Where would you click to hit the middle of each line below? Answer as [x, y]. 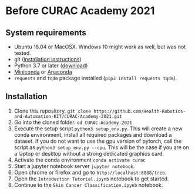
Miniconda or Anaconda [43, 72]
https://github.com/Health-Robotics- [139, 111]
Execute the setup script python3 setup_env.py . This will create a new [98, 129]
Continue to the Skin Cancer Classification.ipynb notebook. [88, 185]
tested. [23, 53]
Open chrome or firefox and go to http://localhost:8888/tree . [90, 172]
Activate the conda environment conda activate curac [80, 160]
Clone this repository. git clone [53, 111]
